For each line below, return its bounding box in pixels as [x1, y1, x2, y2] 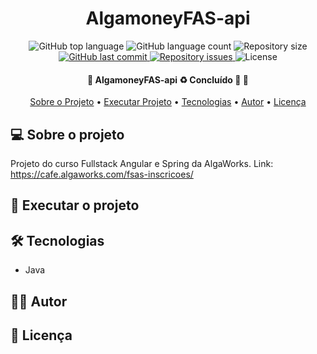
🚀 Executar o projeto [10, 197, 140, 214]
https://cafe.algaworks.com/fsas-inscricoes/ [10, 168, 194, 180]
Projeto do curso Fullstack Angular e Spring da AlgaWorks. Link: [10, 157, 274, 169]
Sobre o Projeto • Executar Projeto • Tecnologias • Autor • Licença [29, 96, 307, 108]
